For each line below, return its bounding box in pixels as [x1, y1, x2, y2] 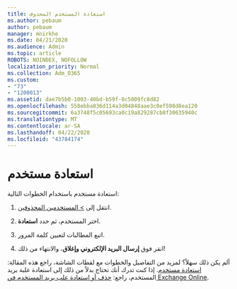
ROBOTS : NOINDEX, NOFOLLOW [7, 57, 87, 64]
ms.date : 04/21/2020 [7, 37, 69, 44]
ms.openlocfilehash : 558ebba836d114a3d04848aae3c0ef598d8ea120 [7, 103, 198, 110]
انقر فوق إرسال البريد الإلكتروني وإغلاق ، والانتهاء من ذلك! [17, 244, 166, 253]
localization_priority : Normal [7, 63, 100, 70]
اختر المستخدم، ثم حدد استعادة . [17, 217, 101, 225]
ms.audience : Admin [7, 43, 65, 50]
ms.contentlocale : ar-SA [7, 122, 81, 130]
